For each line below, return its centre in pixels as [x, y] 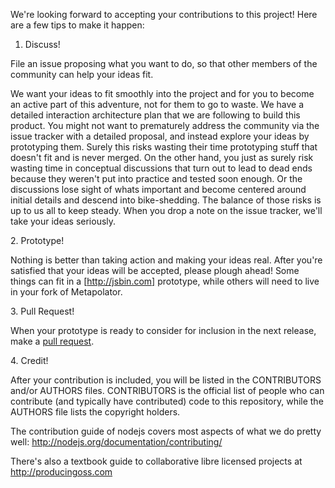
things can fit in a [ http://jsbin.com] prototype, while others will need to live [165, 281]
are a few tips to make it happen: [77, 25]
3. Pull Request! [42, 311]
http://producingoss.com [61, 472]
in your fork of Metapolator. [66, 292]
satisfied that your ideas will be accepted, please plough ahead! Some [155, 270]
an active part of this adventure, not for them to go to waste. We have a [157, 104]
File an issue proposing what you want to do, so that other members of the [164, 63]
